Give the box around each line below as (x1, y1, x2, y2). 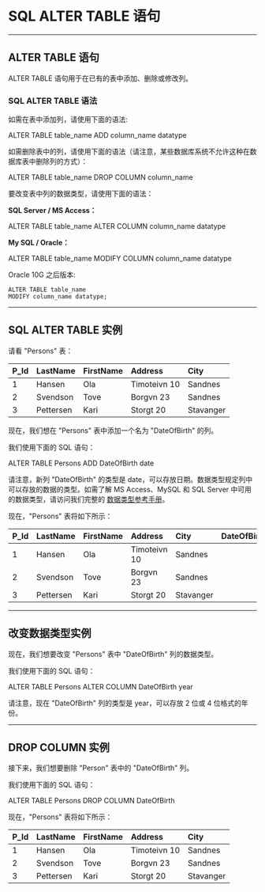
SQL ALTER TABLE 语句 (8, 7, 161, 25)
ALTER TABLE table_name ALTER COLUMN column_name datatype (8, 222, 226, 231)
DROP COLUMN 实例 (8, 741, 110, 754)
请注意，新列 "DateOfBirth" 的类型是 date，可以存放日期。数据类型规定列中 (8, 474, 253, 484)
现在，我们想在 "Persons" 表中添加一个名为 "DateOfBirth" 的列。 (8, 425, 218, 435)
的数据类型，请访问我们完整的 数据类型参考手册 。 (8, 494, 170, 503)
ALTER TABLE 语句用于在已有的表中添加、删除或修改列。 (8, 73, 193, 83)
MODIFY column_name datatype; (8, 293, 108, 301)
